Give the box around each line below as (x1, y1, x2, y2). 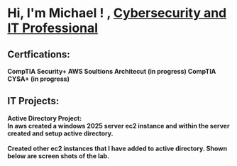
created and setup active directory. (7, 129, 114, 138)
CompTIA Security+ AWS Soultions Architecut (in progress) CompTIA (7, 67, 216, 75)
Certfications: (7, 48, 71, 60)
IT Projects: (7, 95, 60, 107)
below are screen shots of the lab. (7, 151, 110, 160)
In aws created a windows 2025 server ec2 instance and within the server (7, 121, 230, 130)
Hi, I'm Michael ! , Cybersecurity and (7, 5, 227, 21)
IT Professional (7, 20, 98, 36)
